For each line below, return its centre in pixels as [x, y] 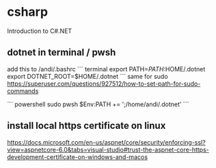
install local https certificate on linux [86, 126]
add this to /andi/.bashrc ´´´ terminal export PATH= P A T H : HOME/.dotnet [106, 69]
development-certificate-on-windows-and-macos [78, 157]
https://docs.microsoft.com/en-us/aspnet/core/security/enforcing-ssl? [107, 142]
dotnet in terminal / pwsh [62, 52]
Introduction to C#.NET [40, 31]
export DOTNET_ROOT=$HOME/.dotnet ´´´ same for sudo [88, 76]
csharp [28, 12]
